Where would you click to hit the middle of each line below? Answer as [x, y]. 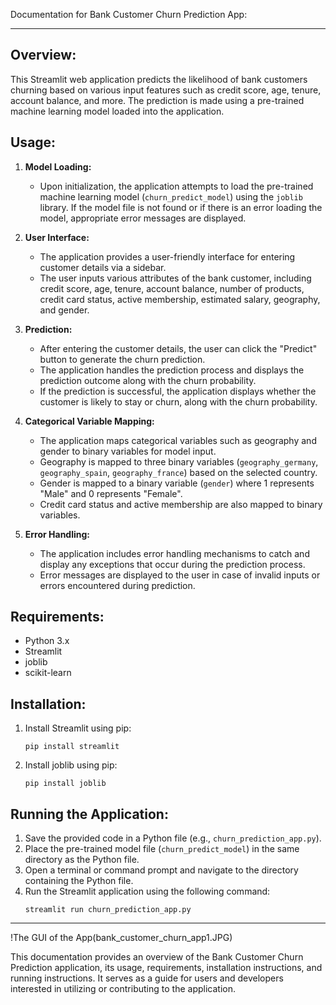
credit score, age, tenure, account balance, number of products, [172, 288]
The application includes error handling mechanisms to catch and [174, 553]
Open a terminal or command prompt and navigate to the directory [161, 870]
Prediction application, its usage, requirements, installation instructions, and [166, 968]
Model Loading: [58, 166]
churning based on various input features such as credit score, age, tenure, [166, 90]
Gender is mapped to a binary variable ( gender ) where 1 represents [177, 483]
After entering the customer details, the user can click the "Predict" [178, 348]
